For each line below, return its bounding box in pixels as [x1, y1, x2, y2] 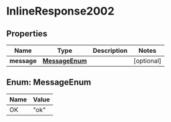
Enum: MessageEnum [6, 77, 92, 87]
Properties [6, 29, 48, 39]
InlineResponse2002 [6, 4, 115, 18]
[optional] [133, 56, 162, 65]
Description [92, 47, 128, 55]
